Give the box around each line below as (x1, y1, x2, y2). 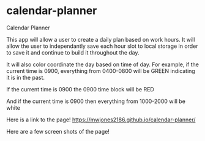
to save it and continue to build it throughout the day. (6, 48, 140, 56)
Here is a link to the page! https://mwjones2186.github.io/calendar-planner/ (6, 116, 196, 123)
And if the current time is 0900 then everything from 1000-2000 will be (6, 97, 185, 105)
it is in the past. (6, 74, 45, 81)
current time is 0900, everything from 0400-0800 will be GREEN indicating (6, 67, 196, 74)
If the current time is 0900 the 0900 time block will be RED (6, 85, 154, 93)
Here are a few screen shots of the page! (6, 128, 110, 135)
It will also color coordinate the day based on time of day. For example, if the (6, 61, 199, 68)
